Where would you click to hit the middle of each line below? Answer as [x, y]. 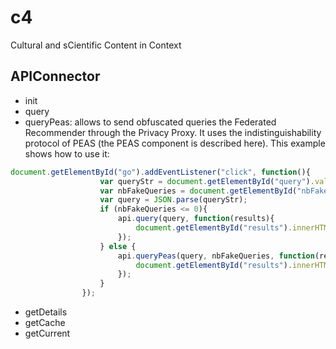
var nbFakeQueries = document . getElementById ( [198, 191]
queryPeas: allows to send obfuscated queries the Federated [150, 122]
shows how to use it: [67, 153]
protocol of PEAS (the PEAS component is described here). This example [175, 143]
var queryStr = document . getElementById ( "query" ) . [207, 181]
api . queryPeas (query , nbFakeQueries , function [216, 256]
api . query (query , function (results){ [196, 219]
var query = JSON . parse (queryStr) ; [173, 200]
